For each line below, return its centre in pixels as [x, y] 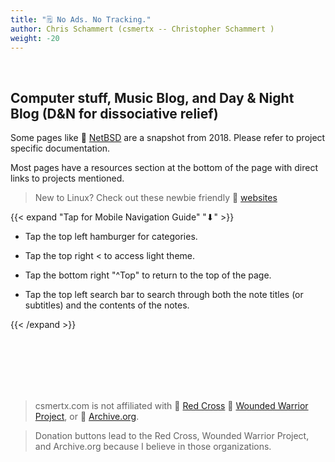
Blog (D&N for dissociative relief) [114, 113]
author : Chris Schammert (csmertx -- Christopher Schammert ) [142, 29]
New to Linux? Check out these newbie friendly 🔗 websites [156, 198]
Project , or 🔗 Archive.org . [87, 417]
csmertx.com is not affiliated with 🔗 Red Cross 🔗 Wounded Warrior [171, 406]
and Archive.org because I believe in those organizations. [153, 447]
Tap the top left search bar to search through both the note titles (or [164, 295]
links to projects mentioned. [67, 178]
